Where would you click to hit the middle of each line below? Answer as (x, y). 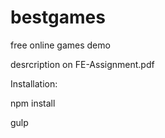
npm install (33, 103)
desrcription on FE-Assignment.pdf (82, 64)
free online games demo (60, 45)
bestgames (58, 17)
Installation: (34, 83)
